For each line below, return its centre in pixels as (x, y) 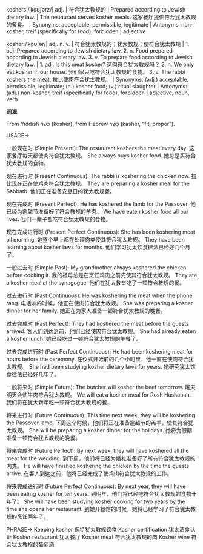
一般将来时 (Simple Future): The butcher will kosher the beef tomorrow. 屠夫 (101, 387)
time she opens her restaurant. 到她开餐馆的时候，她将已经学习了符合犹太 (98, 509)
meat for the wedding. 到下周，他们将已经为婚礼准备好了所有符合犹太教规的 (101, 458)
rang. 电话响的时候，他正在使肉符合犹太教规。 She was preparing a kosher (100, 303)
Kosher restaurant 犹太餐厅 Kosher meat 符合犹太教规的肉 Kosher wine (101, 537)
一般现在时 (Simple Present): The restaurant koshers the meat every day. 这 (101, 148)
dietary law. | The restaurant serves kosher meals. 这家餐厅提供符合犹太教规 (101, 17)
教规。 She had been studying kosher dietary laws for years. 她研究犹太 (101, 367)
